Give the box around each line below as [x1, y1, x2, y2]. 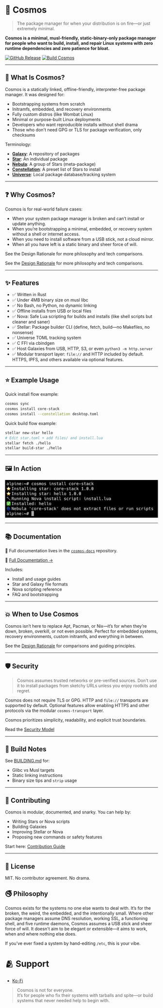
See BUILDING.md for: [5, 758, 50, 764]
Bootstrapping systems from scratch [12, 101, 85, 106]
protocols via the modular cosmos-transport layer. [5, 707, 104, 713]
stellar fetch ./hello [5, 441, 51, 445]
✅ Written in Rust [12, 292, 47, 298]
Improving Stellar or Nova [12, 829, 63, 835]
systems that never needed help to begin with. [16, 997, 110, 1003]
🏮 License [5, 862, 35, 870]
